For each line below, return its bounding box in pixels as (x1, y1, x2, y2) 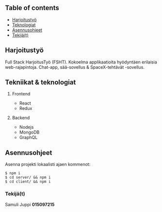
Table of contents (5, 4, 59, 12)
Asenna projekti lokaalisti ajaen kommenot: (5, 162, 91, 167)
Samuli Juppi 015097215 (5, 201, 55, 207)
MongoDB (19, 129, 40, 135)
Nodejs (19, 124, 34, 130)
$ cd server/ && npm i (5, 175, 51, 180)
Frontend (12, 91, 31, 97)
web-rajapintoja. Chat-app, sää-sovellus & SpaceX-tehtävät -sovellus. (5, 64, 145, 70)
